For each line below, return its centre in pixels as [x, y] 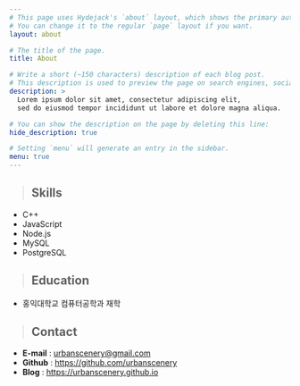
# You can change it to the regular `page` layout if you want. [131, 26]
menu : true [29, 157]
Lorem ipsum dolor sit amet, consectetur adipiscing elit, [129, 99]
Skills [46, 193]
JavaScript [42, 223]
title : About [33, 59]
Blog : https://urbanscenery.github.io [90, 373]
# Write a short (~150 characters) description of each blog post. [137, 75]
